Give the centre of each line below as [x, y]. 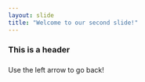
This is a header [39, 50]
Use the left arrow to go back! [56, 70]
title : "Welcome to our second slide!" [73, 23]
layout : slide [31, 15]
